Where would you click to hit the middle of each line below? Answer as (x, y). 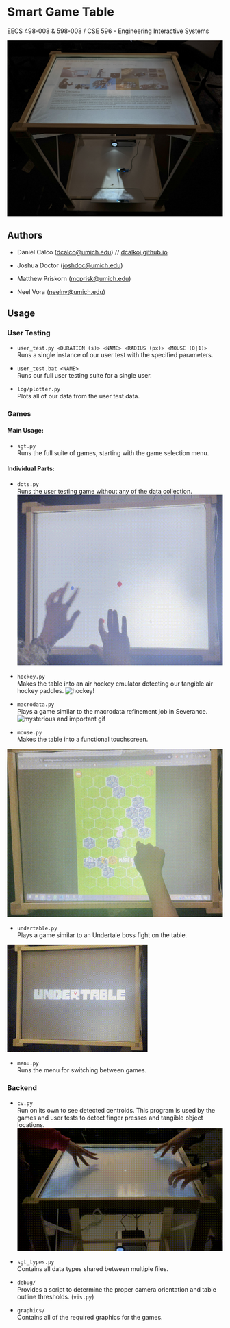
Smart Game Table (61, 12)
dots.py (28, 484)
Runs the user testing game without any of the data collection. (105, 491)
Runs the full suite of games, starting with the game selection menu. (113, 452)
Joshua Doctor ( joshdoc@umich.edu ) (70, 265)
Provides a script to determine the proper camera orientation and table (117, 1290)
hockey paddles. (40, 690)
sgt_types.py (36, 1262)
